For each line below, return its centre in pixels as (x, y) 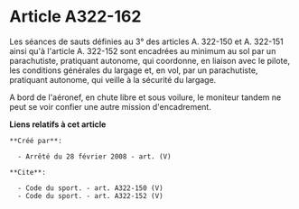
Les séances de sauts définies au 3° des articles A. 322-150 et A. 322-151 (146, 41)
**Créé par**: (36, 141)
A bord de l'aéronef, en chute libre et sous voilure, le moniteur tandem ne (145, 97)
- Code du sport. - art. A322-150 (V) (91, 188)
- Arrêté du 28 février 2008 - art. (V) (94, 156)
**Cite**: (28, 172)
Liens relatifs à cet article (58, 124)
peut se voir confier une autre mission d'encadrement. (111, 106)
